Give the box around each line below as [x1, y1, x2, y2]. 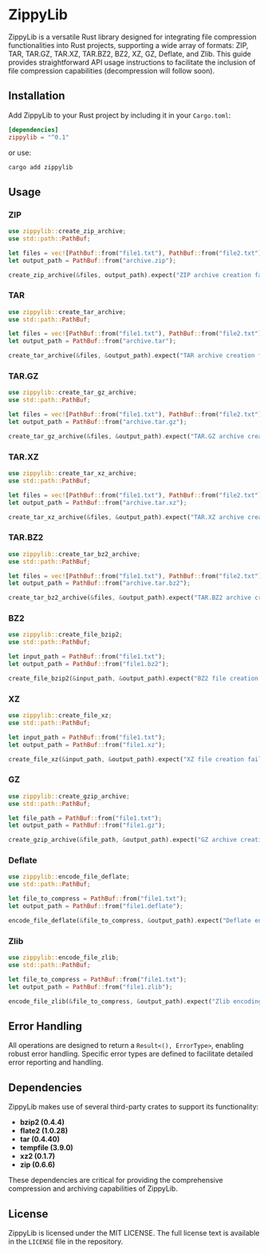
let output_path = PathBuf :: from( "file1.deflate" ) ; [8, 903, 183, 911]
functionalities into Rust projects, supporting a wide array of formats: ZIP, [8, 40, 249, 50]
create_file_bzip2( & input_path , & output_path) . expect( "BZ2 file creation [8, 674, 259, 682]
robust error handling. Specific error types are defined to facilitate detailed [8, 1049, 254, 1059]
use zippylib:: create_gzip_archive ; [8, 792, 130, 800]
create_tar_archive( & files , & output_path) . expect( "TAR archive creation [8, 351, 255, 360]
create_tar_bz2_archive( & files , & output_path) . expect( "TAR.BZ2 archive [8, 593, 251, 602]
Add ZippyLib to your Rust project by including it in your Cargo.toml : [8, 110, 231, 120]
